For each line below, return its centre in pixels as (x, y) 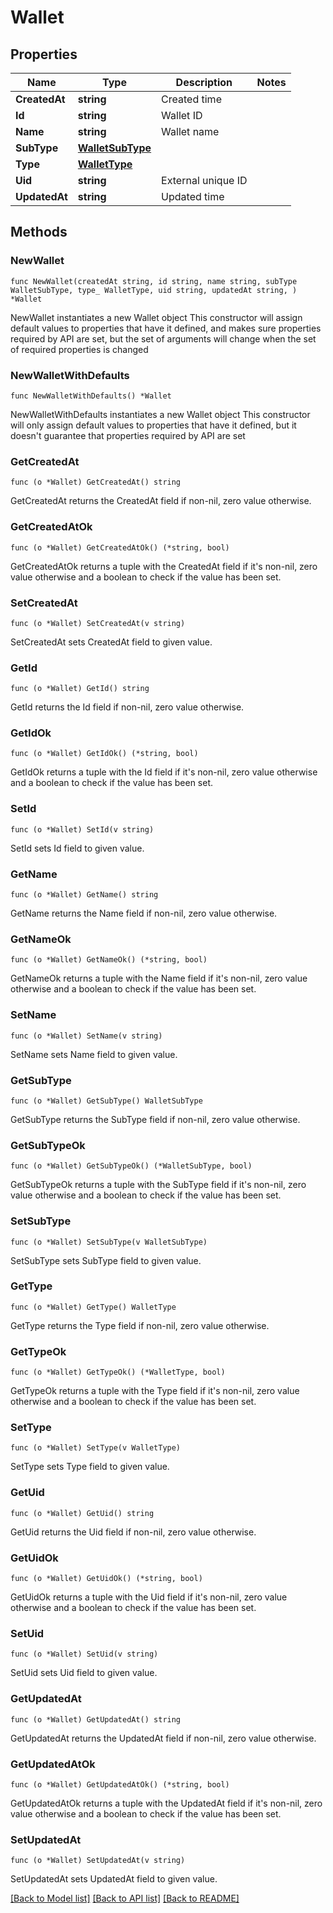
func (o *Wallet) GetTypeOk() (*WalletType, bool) (118, 1372)
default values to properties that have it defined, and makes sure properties (166, 328)
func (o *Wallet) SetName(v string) (86, 1036)
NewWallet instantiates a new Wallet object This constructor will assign (156, 317)
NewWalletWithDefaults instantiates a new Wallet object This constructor (160, 414)
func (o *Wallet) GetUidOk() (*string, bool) (106, 1579)
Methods (39, 232)
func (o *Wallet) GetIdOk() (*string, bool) (104, 754)
